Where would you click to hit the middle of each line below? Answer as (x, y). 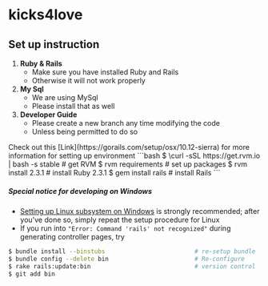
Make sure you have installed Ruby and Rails (105, 72)
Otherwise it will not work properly (88, 81)
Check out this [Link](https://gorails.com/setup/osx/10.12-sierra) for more (129, 147)
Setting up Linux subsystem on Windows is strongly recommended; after (140, 211)
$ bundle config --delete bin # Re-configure (127, 259)
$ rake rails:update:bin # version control (132, 266)
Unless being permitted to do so (85, 131)
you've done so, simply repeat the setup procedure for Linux (120, 220)
